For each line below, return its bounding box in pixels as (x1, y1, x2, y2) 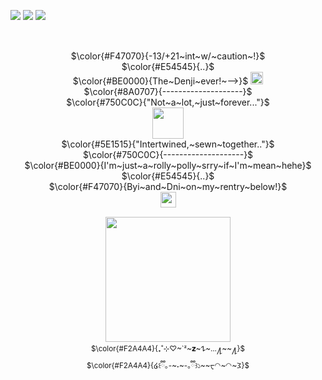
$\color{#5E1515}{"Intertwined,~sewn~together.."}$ (61, 138, 275, 150)
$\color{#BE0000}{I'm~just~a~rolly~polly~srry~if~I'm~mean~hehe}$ (24, 160, 312, 171)
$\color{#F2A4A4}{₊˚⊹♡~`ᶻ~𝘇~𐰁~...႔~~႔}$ (91, 344, 245, 354)
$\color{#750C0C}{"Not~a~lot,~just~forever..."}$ (66, 96, 270, 108)
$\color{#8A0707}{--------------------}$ (83, 86, 253, 97)
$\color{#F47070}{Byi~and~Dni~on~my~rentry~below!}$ (48, 181, 288, 192)
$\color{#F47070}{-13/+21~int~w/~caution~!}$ (70, 50, 266, 62)
